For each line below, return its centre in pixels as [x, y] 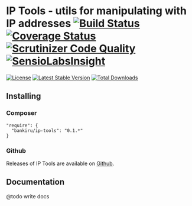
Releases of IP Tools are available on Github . [60, 163]
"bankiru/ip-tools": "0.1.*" [47, 131]
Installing [24, 96]
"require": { [22, 125]
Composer [22, 113]
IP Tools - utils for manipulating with [97, 11]
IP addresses [39, 23]
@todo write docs [28, 196]
